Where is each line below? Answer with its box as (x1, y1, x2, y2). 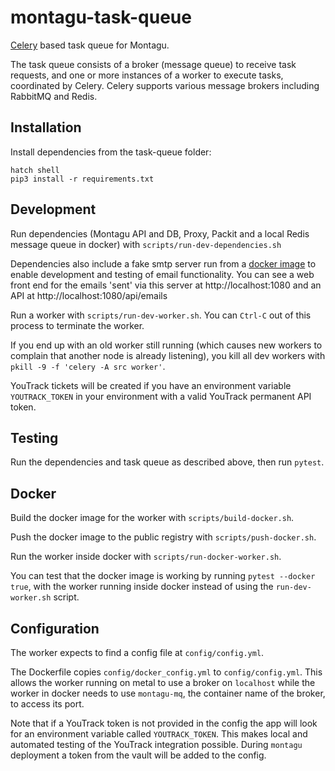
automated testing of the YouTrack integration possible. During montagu (10, 739, 303, 750)
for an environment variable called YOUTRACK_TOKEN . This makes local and (10, 728, 308, 740)
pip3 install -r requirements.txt (10, 174, 155, 184)
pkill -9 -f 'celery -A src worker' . (10, 360, 166, 372)
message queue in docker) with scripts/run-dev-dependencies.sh (10, 238, 282, 250)
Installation (10, 119, 82, 136)
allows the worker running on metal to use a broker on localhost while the (10, 677, 316, 688)
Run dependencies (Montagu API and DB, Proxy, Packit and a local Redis (10, 227, 310, 240)
